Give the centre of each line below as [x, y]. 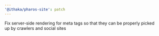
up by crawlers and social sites [35, 28]
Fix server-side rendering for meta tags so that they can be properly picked [80, 23]
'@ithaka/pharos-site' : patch [35, 9]
